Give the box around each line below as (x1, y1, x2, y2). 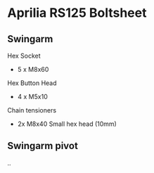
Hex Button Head (7, 79, 58, 87)
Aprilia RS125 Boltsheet (7, 5, 147, 21)
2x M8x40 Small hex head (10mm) (17, 120, 117, 128)
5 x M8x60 (17, 65, 49, 73)
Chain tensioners (7, 106, 57, 114)
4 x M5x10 (17, 93, 48, 101)
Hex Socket (7, 51, 41, 60)
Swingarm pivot (7, 140, 79, 152)
